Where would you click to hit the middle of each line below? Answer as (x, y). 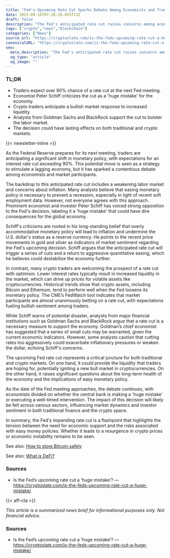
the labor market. (31, 122)
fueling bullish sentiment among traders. (48, 306)
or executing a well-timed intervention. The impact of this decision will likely (84, 399)
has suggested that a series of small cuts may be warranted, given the (79, 332)
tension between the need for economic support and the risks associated (82, 426)
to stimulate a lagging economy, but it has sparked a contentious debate (81, 169)
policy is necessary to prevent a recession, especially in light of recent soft (83, 195)
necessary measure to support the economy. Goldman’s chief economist (81, 326)
